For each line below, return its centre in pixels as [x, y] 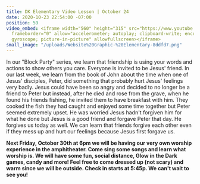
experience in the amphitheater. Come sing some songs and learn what [96, 149]
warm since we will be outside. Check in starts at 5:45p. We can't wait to [98, 168]
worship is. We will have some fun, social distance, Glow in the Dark [92, 155]
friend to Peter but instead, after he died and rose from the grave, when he [98, 93]
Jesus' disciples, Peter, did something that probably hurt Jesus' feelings [95, 80]
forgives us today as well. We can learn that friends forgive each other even [99, 125]
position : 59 [22, 23]
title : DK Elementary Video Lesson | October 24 [68, 12]
